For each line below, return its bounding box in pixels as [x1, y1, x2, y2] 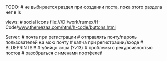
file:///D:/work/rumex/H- [50, 19, 101, 25]
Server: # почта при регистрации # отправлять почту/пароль [5, 34, 137, 40]
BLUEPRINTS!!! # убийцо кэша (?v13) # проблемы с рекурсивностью [5, 45, 153, 50]
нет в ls [5, 9, 21, 15]
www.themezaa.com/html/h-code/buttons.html [18, 24, 116, 30]
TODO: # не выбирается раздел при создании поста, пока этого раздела [5, 4, 163, 10]
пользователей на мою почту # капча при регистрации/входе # [5, 39, 143, 45]
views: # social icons [5, 19, 49, 25]
